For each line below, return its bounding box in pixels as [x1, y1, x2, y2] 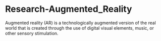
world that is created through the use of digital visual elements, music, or [5, 25, 154, 31]
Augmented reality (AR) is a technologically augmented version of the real [5, 20, 156, 26]
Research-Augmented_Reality [5, 3, 132, 15]
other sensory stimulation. [5, 30, 58, 36]
